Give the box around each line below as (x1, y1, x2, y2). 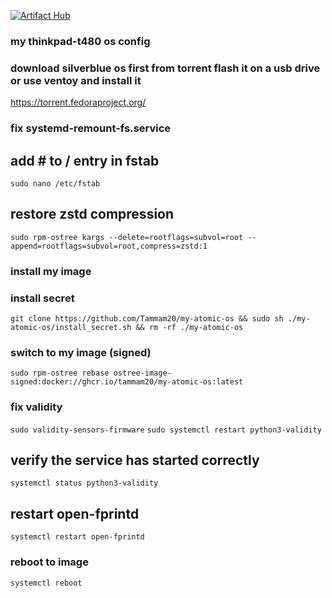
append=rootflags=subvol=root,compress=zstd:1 (10, 241, 208, 251)
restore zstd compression (10, 206, 175, 223)
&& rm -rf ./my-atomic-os (135, 322, 244, 332)
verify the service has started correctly (10, 451, 260, 469)
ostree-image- (113, 368, 172, 379)
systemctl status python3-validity (10, 478, 159, 489)
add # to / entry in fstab (10, 152, 160, 169)
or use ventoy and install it (10, 73, 142, 87)
